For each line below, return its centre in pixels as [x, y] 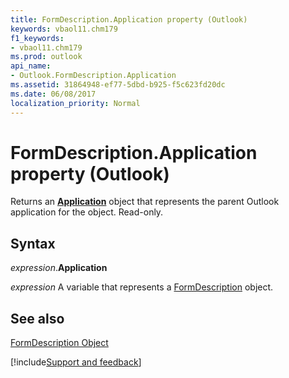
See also [37, 318]
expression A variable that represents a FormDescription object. [142, 287]
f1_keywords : [37, 38]
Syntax [33, 243]
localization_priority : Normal [75, 103]
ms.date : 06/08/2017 [53, 94]
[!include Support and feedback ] [76, 362]
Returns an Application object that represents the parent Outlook [145, 202]
